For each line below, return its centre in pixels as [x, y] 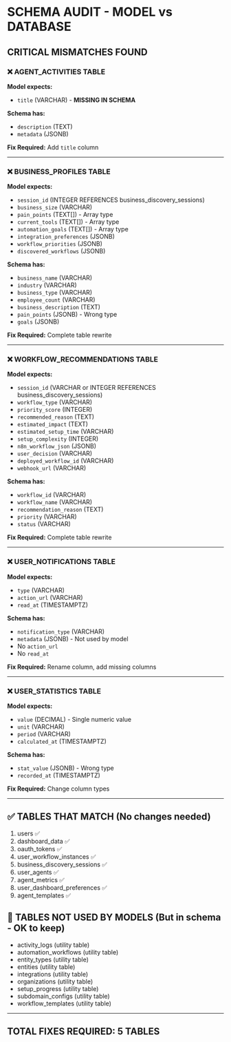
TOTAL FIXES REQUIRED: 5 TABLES [84, 1031]
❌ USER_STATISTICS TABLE [54, 691]
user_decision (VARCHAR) [55, 454]
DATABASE [39, 27]
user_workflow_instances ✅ [56, 856]
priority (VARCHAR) [47, 517]
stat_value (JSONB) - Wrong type [66, 768]
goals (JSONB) [38, 322]
